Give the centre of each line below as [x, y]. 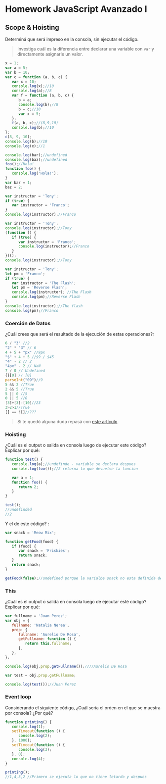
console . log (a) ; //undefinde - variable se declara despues [74, 464]
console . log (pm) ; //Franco [32, 310]
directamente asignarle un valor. [50, 54]
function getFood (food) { [32, 541]
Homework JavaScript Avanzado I [76, 9]
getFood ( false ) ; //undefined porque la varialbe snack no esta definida [80, 578]
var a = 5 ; [16, 68]
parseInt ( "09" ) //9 [24, 380]
